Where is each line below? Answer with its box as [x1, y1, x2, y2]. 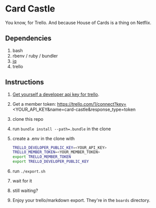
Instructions [5, 78, 44, 87]
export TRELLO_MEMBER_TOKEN [12, 154, 71, 159]
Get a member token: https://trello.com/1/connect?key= [12, 101, 126, 107]
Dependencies [5, 34, 51, 43]
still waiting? [12, 187, 38, 193]
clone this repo [12, 116, 43, 122]
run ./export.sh [12, 168, 46, 174]
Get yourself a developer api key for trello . [12, 91, 99, 97]
